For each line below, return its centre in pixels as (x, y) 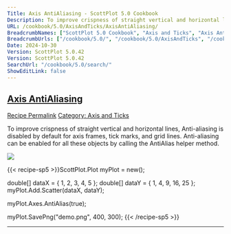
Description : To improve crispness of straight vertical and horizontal (113, 20)
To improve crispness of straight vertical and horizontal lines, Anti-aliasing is (115, 129)
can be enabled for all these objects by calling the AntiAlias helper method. (113, 143)
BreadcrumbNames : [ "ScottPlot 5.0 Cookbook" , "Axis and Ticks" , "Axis (110, 33)
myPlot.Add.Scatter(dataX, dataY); (56, 191)
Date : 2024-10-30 (32, 45)
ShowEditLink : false (37, 71)
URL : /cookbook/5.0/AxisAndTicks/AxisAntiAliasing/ (82, 26)
